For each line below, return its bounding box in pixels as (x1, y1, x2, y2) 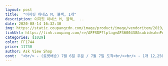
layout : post (5, 7, 32, 12)
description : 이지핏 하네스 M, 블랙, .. (5, 16, 84, 21)
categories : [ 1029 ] (5, 35, 46, 40)
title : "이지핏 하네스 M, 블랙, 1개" (5, 12, 76, 17)
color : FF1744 (5, 40, 35, 45)
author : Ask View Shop (5, 49, 52, 54)
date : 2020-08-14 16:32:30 (5, 21, 61, 26)
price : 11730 (5, 44, 32, 49)
